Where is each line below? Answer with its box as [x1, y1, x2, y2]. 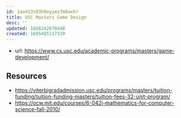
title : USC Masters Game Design [6, 14, 87, 20]
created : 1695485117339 [6, 31, 66, 37]
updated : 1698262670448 [6, 25, 66, 32]
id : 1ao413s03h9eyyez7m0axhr [6, 8, 79, 15]
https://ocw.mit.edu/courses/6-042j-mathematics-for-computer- [14, 99, 174, 106]
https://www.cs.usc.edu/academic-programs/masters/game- [24, 47, 175, 54]
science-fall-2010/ [14, 105, 61, 113]
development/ [14, 54, 50, 61]
